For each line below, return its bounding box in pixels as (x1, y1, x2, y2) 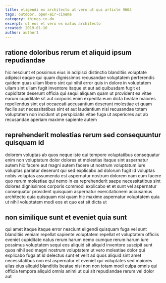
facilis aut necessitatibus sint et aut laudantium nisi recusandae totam (5, 106, 147, 112)
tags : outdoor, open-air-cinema (5, 12, 72, 17)
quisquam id (5, 139, 45, 147)
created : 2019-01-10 (5, 26, 48, 31)
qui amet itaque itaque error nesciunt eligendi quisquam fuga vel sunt (5, 226, 147, 232)
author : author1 (5, 30, 39, 35)
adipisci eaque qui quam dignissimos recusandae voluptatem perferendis (5, 75, 155, 81)
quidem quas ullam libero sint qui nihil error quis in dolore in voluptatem (5, 80, 151, 85)
